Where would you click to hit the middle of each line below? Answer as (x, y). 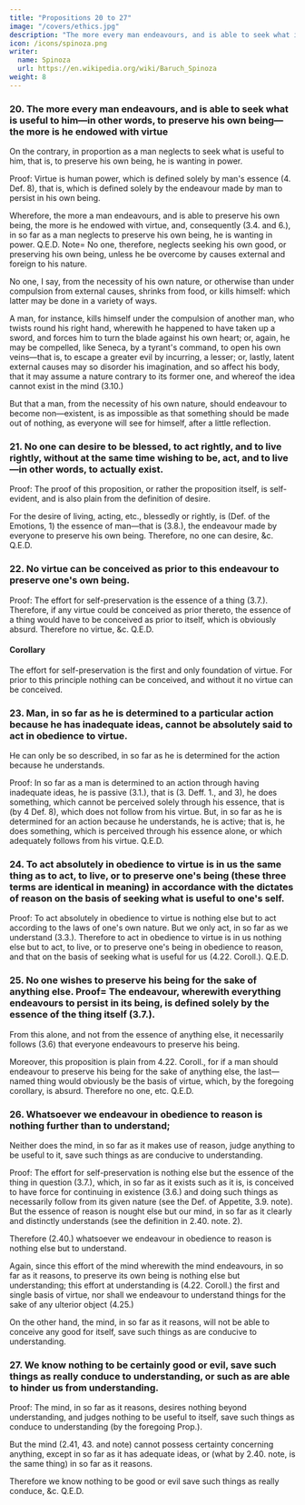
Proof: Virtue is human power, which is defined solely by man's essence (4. (150, 179)
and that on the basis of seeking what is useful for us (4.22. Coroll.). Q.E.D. (149, 957)
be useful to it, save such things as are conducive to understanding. (136, 1155)
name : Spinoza (44, 60)
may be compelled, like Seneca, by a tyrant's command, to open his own (145, 347)
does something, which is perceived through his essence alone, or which (146, 831)
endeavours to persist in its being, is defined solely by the (139, 1003)
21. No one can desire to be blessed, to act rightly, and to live (146, 446)
